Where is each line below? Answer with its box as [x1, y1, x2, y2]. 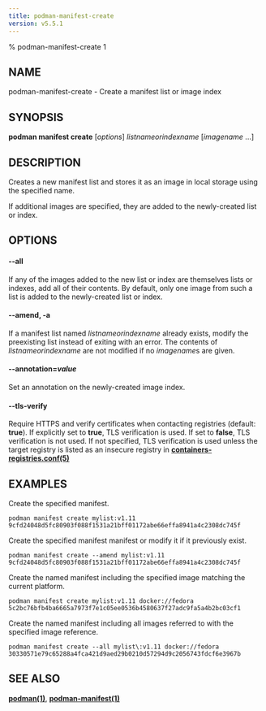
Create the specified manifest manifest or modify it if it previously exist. [8, 535, 247, 545]
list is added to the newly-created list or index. [8, 292, 164, 301]
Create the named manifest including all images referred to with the [8, 618, 234, 628]
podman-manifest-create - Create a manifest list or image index [8, 87, 221, 97]
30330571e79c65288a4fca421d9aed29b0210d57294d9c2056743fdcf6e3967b [8, 649, 242, 658]
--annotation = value [8, 364, 77, 374]
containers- [171, 444, 212, 455]
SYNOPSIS [8, 111, 64, 124]
